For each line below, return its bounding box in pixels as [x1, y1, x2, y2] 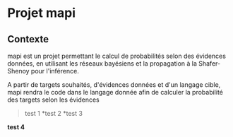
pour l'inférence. [30, 67, 79, 75]
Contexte [7, 33, 49, 45]
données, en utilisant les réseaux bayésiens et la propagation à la [7, 59, 198, 68]
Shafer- [198, 59, 221, 68]
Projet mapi [7, 5, 76, 21]
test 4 [7, 123, 25, 131]
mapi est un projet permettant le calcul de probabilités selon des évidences [7, 52, 226, 60]
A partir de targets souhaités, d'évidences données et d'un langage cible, [7, 81, 221, 89]
